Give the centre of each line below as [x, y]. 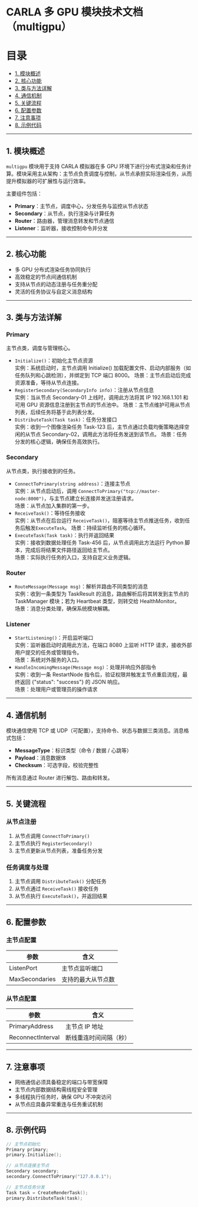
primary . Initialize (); [34, 1155]
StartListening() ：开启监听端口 [54, 638]
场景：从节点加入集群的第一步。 [53, 505]
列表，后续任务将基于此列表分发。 [56, 412]
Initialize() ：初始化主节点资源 [54, 361]
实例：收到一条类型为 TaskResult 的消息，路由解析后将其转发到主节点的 [102, 594]
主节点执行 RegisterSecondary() [53, 843]
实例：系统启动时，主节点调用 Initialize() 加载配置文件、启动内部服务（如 [103, 368]
